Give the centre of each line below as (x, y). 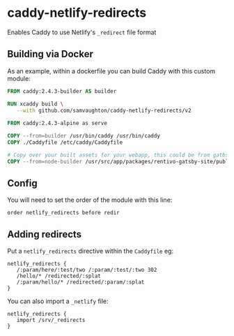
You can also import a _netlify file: (58, 301)
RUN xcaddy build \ (36, 104)
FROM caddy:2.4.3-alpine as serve (57, 124)
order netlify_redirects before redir (63, 213)
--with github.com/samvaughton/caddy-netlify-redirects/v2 (104, 110)
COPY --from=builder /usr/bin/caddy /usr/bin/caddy (84, 136)
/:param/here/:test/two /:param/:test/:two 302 (87, 270)
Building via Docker (50, 54)
